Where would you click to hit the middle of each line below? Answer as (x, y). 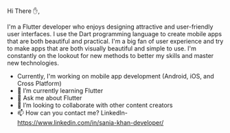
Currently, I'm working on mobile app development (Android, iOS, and (115, 76)
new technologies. (33, 63)
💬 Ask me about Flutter (49, 98)
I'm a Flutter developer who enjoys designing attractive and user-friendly (110, 27)
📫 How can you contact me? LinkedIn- (72, 113)
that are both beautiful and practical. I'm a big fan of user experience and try (115, 41)
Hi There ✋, (23, 11)
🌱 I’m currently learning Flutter (60, 91)
